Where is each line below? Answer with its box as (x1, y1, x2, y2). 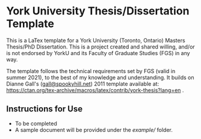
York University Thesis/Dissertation (6, 4, 190, 18)
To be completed (14, 120, 57, 127)
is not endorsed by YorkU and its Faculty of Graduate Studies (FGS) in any (6, 49, 191, 56)
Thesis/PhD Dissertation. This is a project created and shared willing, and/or (6, 43, 196, 50)
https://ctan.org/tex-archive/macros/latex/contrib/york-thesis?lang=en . (6, 86, 184, 93)
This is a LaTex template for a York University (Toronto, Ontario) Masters (6, 37, 185, 44)
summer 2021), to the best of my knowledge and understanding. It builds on (6, 74, 194, 81)
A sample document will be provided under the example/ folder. (14, 126, 173, 133)
